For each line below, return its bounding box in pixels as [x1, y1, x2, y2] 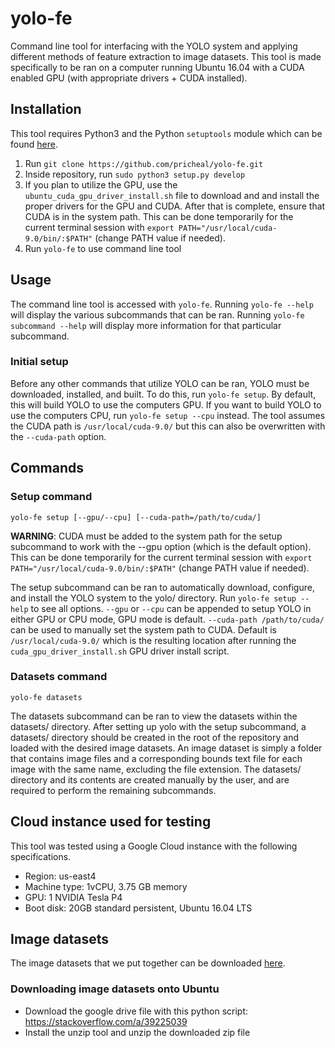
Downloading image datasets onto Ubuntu [10, 982, 220, 996]
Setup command [10, 490, 93, 504]
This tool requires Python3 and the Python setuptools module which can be [10, 127, 323, 139]
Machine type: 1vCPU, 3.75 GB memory [24, 880, 188, 892]
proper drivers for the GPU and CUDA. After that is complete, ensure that [24, 200, 326, 212]
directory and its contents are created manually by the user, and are [10, 773, 290, 786]
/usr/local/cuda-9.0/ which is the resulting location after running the [10, 634, 297, 646]
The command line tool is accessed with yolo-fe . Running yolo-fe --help [10, 298, 314, 310]
